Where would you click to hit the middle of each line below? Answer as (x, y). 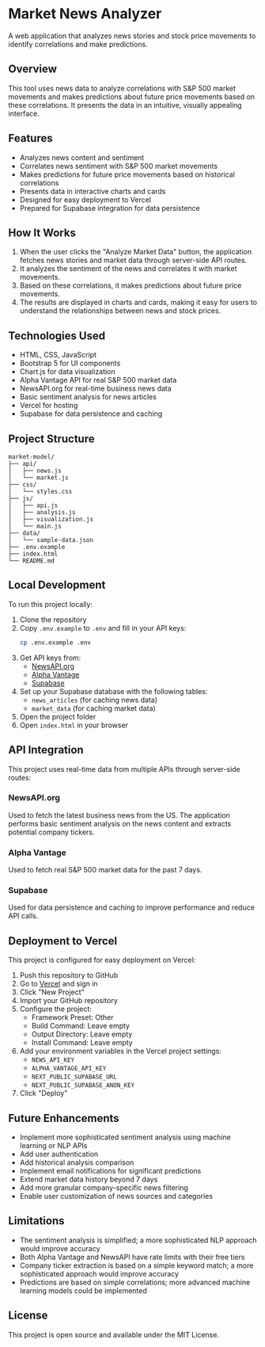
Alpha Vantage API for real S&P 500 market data (98, 380)
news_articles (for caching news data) (95, 700)
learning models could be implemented (83, 1290)
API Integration (46, 750)
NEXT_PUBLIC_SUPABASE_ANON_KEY (83, 1086)
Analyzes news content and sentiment (82, 157)
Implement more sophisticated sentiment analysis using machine (125, 1137)
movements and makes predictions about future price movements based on (132, 97)
